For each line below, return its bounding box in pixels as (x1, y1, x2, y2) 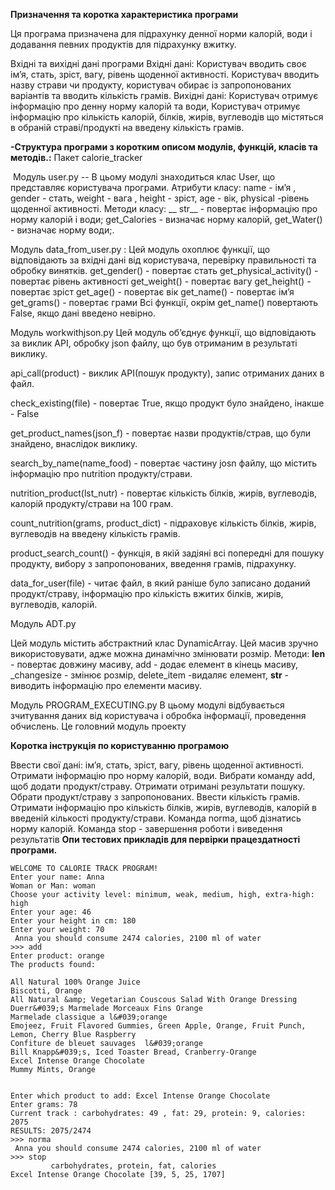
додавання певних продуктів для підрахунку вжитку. (10, 39, 237, 50)
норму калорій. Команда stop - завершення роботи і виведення (10, 823, 283, 834)
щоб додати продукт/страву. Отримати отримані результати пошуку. (10, 780, 306, 792)
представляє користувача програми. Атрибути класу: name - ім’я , (10, 182, 297, 193)
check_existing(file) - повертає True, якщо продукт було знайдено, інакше (10, 397, 325, 409)
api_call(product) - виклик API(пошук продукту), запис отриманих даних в (10, 367, 325, 379)
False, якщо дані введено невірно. (10, 307, 156, 319)
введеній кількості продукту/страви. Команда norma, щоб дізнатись (10, 812, 302, 824)
